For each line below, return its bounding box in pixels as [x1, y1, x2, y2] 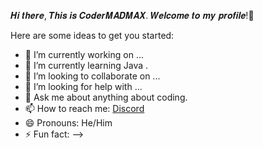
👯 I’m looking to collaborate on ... [24, 70, 161, 82]
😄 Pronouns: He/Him [24, 117, 113, 129]
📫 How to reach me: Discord [24, 103, 145, 114]
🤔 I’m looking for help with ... [24, 81, 143, 92]
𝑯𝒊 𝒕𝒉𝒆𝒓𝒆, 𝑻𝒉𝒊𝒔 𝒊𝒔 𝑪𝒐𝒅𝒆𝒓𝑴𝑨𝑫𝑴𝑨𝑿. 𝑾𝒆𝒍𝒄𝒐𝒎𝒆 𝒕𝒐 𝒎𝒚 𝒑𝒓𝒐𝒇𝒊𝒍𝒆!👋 [10, 10, 255, 21]
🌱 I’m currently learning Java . [24, 60, 149, 71]
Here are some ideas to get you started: [10, 30, 175, 41]
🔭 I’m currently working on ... [24, 49, 144, 60]
